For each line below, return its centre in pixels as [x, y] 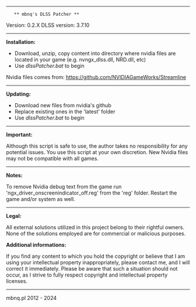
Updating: [18, 94]
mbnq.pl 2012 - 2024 [32, 298]
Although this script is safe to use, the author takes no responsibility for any [97, 146]
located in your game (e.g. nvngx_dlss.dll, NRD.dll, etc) [80, 60]
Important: [19, 135]
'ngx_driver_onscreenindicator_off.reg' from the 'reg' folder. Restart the [92, 193]
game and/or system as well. [41, 199]
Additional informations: [36, 245]
